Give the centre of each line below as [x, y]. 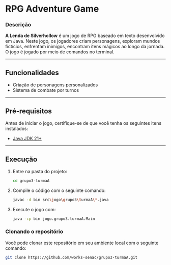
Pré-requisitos [29, 111]
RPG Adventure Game [52, 9]
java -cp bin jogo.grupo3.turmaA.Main [54, 219]
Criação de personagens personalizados [55, 85]
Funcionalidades [32, 72]
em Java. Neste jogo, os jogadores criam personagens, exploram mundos [83, 41]
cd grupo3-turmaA [31, 181]
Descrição [18, 25]
